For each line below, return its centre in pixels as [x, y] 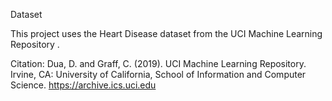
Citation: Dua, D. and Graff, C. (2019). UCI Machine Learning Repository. [158, 63]
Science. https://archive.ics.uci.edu [83, 85]
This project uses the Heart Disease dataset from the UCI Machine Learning [166, 33]
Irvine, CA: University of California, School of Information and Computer [158, 74]
